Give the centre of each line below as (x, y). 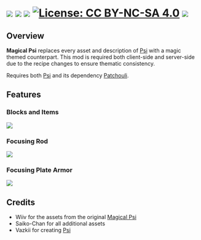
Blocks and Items (33, 112)
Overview (26, 36)
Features (24, 95)
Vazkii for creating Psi (43, 230)
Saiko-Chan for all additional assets (60, 223)
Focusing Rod (27, 141)
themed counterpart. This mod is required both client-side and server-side (100, 57)
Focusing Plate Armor (39, 170)
